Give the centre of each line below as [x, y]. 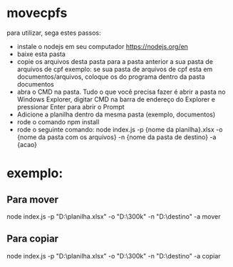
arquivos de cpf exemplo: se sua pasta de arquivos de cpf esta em [115, 69]
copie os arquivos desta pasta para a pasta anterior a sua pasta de [115, 61]
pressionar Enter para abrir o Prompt [71, 107]
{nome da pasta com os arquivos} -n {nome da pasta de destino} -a [116, 137]
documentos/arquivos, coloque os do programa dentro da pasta [111, 77]
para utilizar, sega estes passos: [54, 33]
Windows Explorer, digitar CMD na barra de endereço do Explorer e [116, 99]
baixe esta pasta [41, 54]
